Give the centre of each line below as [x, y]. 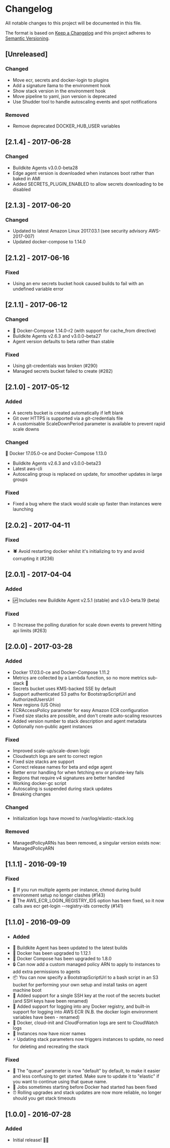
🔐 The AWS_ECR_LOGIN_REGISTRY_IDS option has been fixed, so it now [88, 901]
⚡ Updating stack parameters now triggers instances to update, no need [88, 1039]
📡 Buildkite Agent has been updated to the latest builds [70, 948]
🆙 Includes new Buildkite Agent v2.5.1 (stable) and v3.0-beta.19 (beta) [86, 600]
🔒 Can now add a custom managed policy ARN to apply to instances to [87, 964]
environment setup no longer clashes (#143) [59, 895]
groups [20, 479]
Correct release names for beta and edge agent [62, 767]
